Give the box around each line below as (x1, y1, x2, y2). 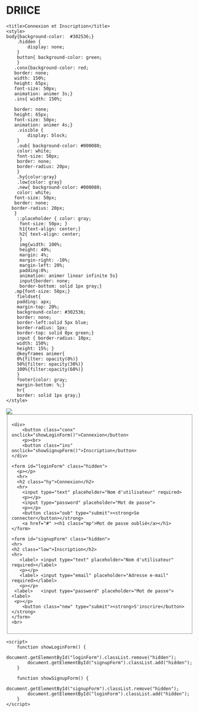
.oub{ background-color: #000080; (17, 143, 102, 149)
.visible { (17, 127, 44, 133)
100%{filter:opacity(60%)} (17, 366, 84, 372)
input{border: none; (19, 277, 70, 284)
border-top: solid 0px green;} (17, 330, 94, 336)
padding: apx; (17, 298, 52, 305)
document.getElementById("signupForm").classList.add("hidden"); (27, 660, 193, 665)
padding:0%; (19, 267, 49, 273)
